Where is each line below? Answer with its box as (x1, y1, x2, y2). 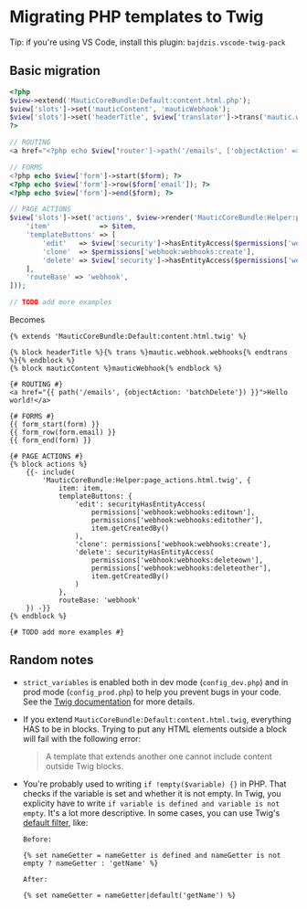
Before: (22, 834, 52, 844)
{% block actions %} (9, 460, 89, 469)
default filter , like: (22, 817, 89, 828)
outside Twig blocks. (45, 760, 124, 771)
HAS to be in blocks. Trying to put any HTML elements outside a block (22, 724, 288, 735)
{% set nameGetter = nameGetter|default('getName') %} (22, 891, 237, 900)
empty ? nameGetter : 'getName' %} (22, 859, 159, 868)
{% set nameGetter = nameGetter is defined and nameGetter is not (22, 851, 281, 860)
